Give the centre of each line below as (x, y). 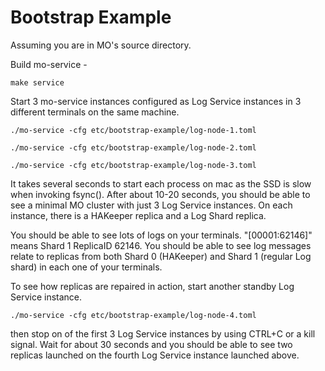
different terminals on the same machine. (95, 112)
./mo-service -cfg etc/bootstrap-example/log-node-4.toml (133, 315)
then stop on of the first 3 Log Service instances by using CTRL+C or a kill (163, 333)
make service (37, 82)
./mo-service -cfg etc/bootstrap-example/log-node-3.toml (133, 165)
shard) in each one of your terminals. (86, 267)
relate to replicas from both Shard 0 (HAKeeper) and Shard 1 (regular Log (161, 256)
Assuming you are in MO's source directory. (101, 45)
